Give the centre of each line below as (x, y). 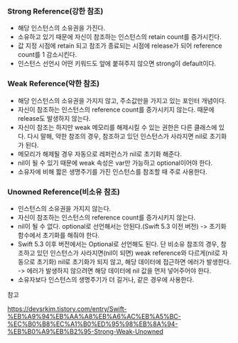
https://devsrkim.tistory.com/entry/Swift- (67, 309)
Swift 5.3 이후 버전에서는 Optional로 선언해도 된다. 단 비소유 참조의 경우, (118, 244)
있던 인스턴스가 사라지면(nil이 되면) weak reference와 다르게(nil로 (128, 253)
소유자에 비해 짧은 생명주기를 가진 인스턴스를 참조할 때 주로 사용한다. (112, 171)
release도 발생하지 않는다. (54, 118)
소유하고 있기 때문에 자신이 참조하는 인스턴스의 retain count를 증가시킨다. (119, 37)
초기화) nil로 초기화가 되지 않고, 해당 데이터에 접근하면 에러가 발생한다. (134, 261)
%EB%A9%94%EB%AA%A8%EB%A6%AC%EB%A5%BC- (94, 316)
